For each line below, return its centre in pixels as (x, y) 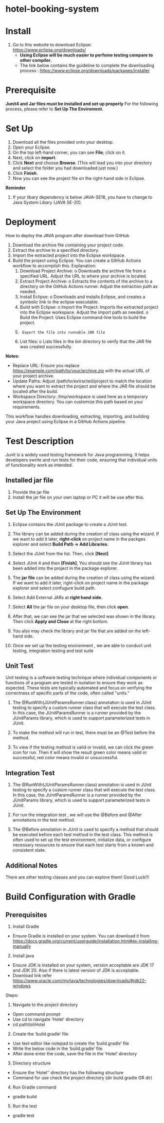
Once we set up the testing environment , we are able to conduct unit (82, 645)
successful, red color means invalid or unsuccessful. (65, 758)
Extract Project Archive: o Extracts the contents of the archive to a (86, 281)
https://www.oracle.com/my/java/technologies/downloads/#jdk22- (79, 980)
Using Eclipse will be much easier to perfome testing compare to (86, 55)
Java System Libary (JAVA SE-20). (47, 202)
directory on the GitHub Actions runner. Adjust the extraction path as (89, 286)
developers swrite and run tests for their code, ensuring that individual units (82, 460)
